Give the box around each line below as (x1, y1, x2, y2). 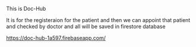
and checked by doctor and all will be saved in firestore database (6, 23, 166, 30)
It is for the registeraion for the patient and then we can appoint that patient (6, 17, 191, 23)
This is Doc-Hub (6, 5, 46, 12)
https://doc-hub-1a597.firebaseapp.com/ (6, 35, 106, 41)
